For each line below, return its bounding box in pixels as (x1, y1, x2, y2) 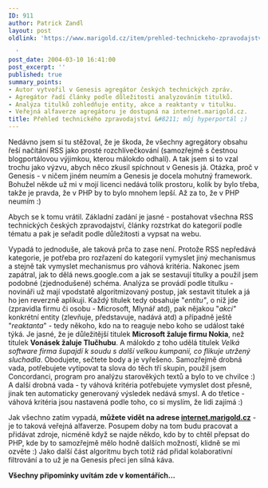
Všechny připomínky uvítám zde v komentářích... (8, 470, 175, 480)
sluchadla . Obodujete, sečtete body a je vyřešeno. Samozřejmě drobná (8, 355, 242, 364)
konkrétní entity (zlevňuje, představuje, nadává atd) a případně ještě (8, 312, 233, 322)
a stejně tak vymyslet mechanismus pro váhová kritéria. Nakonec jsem (8, 261, 240, 271)
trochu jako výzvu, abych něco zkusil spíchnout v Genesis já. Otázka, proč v (8, 163, 259, 172)
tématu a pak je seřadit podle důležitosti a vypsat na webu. (8, 229, 202, 238)
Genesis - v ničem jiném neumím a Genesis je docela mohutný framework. (8, 171, 253, 181)
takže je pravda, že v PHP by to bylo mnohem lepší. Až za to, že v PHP (8, 188, 240, 197)
